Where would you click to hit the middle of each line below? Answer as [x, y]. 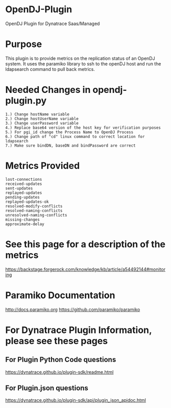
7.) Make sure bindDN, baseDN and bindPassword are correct [71, 146]
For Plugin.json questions [47, 388]
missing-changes [22, 220]
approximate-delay [25, 224]
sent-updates [19, 188]
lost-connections [24, 179]
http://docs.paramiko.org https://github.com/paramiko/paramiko [73, 309]
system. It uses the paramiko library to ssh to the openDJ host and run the [83, 64]
